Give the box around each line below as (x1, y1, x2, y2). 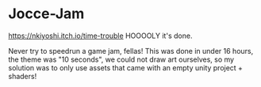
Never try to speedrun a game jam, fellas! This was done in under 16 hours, (8, 46, 254, 55)
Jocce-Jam (8, 5, 85, 23)
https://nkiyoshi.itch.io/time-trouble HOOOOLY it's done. (8, 31, 193, 40)
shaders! (8, 71, 37, 81)
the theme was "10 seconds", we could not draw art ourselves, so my (8, 55, 235, 64)
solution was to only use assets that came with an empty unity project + (8, 62, 244, 72)
